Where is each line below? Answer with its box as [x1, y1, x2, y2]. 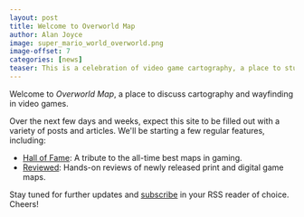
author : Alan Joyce [9, 30, 83, 39]
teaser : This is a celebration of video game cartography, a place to [9, 64, 281, 73]
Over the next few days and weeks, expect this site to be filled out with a [9, 115, 280, 127]
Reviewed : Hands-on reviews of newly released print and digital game [22, 162, 284, 173]
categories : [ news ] [9, 55, 83, 64]
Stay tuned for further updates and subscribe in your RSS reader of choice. [9, 189, 290, 200]
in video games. [9, 98, 70, 108]
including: [9, 135, 47, 146]
